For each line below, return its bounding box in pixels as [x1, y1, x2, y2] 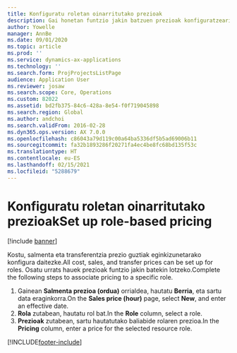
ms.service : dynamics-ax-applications [7, 56, 121, 64]
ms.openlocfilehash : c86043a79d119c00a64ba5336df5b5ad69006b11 [7, 135, 197, 142]
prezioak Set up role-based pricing [7, 213, 212, 229]
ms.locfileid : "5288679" [7, 167, 80, 175]
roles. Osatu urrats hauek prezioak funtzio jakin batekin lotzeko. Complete [7, 265, 221, 274]
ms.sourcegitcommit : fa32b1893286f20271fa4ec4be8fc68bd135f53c [7, 142, 197, 149]
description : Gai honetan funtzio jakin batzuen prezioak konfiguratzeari [7, 17, 232, 24]
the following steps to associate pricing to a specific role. [7, 273, 174, 281]
